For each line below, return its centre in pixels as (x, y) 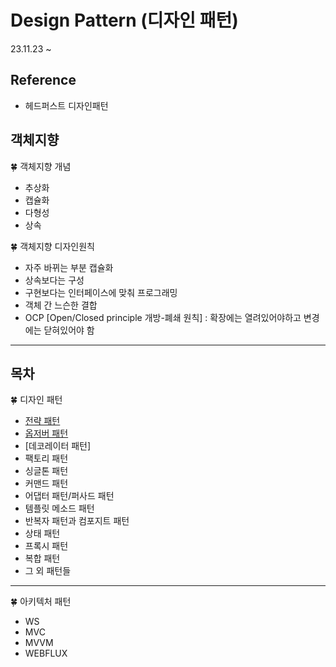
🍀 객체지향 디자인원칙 (52, 246)
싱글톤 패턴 (46, 471)
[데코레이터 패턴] (58, 446)
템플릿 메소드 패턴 (59, 508)
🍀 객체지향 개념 (41, 166)
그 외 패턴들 (48, 571)
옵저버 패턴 (46, 433)
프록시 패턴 (46, 546)
